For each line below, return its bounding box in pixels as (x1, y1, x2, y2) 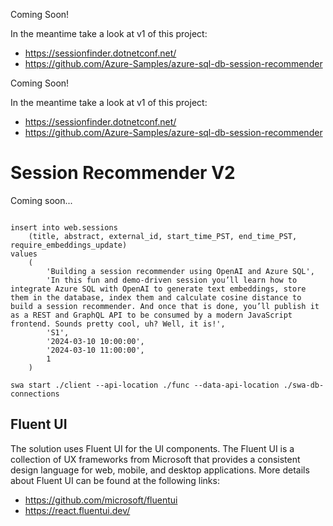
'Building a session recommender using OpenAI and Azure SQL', (46, 266, 315, 276)
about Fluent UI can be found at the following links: (10, 474, 220, 486)
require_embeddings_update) (10, 240, 128, 250)
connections (10, 389, 60, 399)
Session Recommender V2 (10, 162, 236, 184)
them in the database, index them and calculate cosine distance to (10, 292, 302, 303)
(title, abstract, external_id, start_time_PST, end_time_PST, (28, 231, 298, 241)
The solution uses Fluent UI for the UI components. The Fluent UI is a (10, 442, 295, 454)
